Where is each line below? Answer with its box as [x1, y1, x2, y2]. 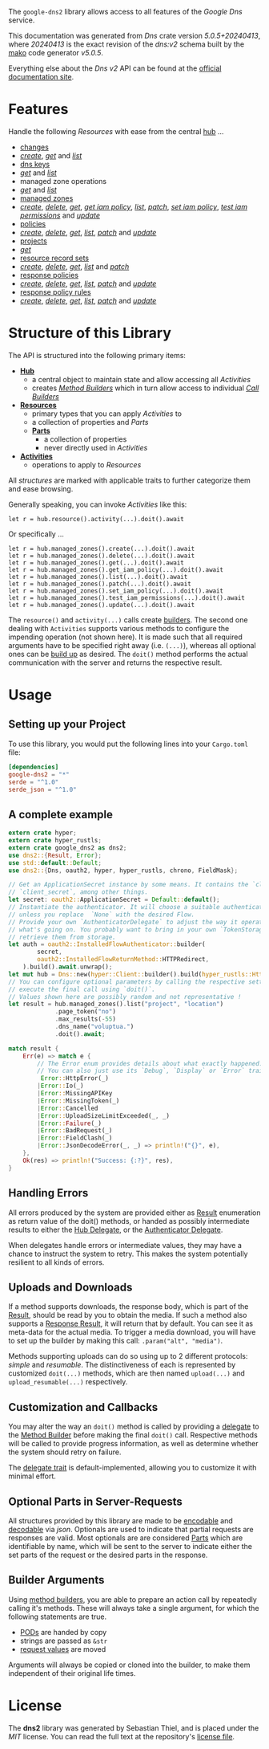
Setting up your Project [8, 718, 126, 732]
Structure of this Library [8, 324, 172, 342]
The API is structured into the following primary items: [8, 350, 187, 360]
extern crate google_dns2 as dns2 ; [8, 843, 127, 852]
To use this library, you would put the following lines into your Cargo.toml [8, 739, 248, 748]
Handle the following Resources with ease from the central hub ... [8, 126, 224, 136]
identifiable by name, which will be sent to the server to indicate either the [8, 1541, 252, 1551]
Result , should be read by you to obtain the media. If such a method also [8, 1311, 247, 1320]
